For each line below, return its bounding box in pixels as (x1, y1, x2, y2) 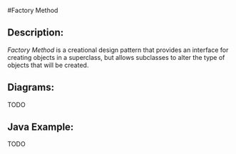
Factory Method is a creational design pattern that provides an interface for (7, 46, 229, 54)
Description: (7, 26, 64, 38)
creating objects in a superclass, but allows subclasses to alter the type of (7, 53, 225, 61)
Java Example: (7, 121, 74, 133)
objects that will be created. (7, 61, 89, 69)
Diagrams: (7, 81, 55, 93)
